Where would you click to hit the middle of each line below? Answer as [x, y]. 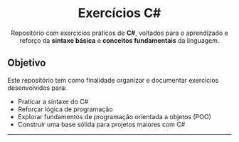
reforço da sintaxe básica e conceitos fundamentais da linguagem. [119, 40]
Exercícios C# [119, 13]
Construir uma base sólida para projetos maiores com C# [101, 124]
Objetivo [27, 63]
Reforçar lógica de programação [65, 109]
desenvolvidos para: [37, 88]
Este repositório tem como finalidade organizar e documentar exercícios [113, 80]
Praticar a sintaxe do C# [53, 101]
